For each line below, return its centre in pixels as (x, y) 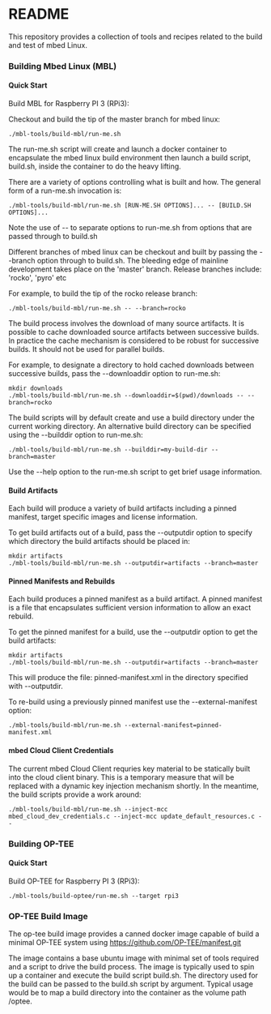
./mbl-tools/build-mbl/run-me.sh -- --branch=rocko (97, 309)
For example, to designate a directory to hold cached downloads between (131, 365)
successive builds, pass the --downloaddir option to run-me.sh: (114, 374)
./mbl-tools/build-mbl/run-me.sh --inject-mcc (88, 809)
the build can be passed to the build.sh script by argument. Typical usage (131, 984)
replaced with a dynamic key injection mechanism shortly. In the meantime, (133, 785)
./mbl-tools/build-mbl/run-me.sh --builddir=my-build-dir (108, 450)
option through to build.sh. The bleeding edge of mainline (133, 261)
